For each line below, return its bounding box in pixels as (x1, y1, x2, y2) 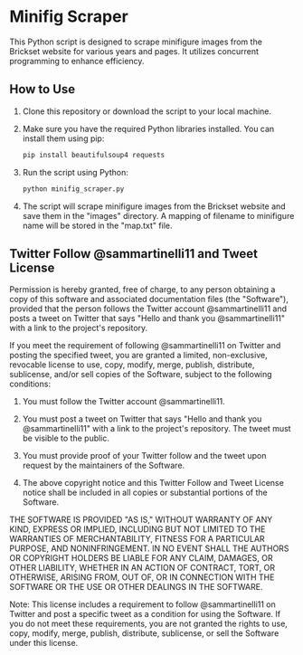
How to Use (9, 81, 76, 97)
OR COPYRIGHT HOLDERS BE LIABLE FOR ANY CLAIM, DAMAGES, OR (9, 553, 273, 564)
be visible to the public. (22, 432, 110, 444)
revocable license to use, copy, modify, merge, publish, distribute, (9, 359, 255, 370)
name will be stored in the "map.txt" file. (22, 220, 173, 231)
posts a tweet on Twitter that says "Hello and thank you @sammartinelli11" (9, 313, 286, 324)
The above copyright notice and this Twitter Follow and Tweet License (22, 478, 285, 489)
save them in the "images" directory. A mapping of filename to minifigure (22, 210, 295, 221)
